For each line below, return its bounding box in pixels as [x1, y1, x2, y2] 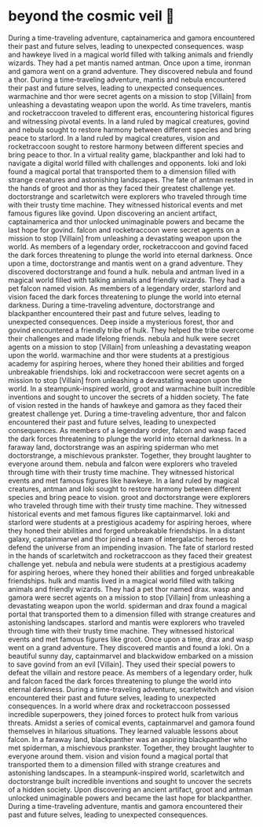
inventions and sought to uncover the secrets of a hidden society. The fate [8, 392, 250, 402]
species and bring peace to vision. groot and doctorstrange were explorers [8, 492, 251, 502]
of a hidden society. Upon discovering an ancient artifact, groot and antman [8, 785, 254, 794]
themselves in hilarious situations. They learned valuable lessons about [8, 726, 239, 736]
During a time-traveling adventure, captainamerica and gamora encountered [8, 33, 255, 42]
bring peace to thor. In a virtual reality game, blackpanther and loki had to [8, 149, 246, 160]
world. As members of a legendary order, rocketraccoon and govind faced [8, 241, 249, 251]
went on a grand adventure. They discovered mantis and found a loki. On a [8, 642, 250, 652]
